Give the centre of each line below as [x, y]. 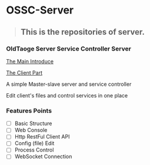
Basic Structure [33, 123]
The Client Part [24, 73]
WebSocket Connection [43, 157]
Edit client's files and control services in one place [67, 95]
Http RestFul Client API [42, 137]
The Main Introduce [30, 61]
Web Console [31, 130]
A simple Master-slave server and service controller [69, 84]
